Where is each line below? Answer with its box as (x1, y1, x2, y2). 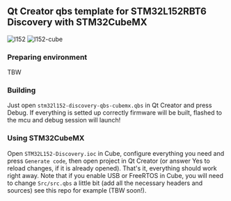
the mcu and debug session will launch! (7, 116, 121, 124)
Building (7, 86, 36, 95)
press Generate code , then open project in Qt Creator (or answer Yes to (7, 156, 210, 165)
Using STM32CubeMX (7, 134, 85, 143)
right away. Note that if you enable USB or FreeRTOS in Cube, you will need (7, 171, 224, 179)
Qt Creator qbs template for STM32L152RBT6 (7, 6, 207, 17)
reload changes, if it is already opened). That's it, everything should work (7, 163, 217, 172)
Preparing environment (7, 52, 88, 62)
